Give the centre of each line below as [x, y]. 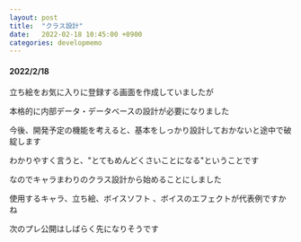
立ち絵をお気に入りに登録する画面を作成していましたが [111, 92]
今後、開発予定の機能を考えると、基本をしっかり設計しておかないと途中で [147, 130]
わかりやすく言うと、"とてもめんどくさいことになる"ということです [134, 160]
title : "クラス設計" [46, 26]
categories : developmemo [56, 43]
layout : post [34, 17]
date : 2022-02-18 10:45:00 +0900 [76, 34]
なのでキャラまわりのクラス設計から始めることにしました [115, 179]
